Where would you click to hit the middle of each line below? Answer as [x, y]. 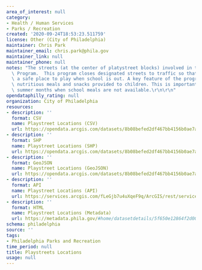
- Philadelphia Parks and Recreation [54, 241]
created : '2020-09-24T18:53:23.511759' [56, 34]
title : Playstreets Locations [44, 252]
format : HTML [28, 207]
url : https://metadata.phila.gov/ [55, 219]
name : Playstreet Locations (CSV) [55, 124]
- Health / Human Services [40, 23]
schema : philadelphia [33, 224]
